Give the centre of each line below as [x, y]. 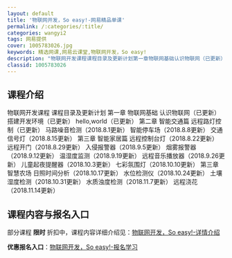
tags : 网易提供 [27, 39]
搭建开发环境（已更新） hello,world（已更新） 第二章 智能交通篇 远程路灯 [111, 121]
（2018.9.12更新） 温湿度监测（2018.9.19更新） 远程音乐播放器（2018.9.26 [113, 156]
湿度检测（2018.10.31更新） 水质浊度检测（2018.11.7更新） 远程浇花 [102, 182]
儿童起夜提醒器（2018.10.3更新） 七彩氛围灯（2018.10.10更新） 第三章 [120, 165]
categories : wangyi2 [37, 33]
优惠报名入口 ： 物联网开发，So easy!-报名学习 [73, 247]
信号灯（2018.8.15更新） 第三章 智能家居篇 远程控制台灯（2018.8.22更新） [113, 138]
